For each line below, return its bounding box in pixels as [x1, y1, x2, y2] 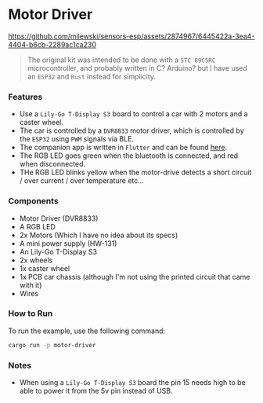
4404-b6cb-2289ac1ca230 [8, 39, 96, 49]
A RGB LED [19, 222, 56, 231]
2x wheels [19, 255, 53, 265]
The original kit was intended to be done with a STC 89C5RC [27, 55, 216, 64]
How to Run [8, 308, 53, 319]
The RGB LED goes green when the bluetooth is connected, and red [19, 151, 239, 160]
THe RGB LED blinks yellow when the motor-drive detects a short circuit [19, 167, 252, 178]
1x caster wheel [19, 263, 70, 273]
